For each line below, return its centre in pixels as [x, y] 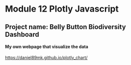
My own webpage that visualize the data [47, 47]
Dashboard [22, 34]
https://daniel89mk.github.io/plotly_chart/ [46, 57]
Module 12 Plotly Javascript [62, 9]
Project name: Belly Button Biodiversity [65, 27]
